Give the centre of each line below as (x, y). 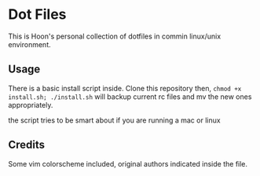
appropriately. (31, 104)
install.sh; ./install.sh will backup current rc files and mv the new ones (130, 97)
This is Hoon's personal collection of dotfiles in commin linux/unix (115, 36)
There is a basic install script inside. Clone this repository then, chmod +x (125, 88)
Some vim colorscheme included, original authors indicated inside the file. (128, 163)
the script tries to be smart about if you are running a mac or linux (115, 120)
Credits (27, 145)
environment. (29, 44)
